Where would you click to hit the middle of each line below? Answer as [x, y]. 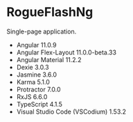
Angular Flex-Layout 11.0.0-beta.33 [66, 52]
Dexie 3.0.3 [33, 67]
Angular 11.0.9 [36, 45]
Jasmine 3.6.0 [36, 75]
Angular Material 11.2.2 [49, 59]
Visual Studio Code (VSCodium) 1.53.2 [71, 112]
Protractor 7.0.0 [38, 89]
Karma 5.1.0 [33, 82]
